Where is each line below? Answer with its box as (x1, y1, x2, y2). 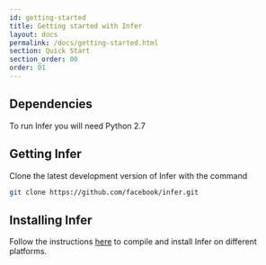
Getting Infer (9, 146, 83, 162)
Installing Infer (9, 212, 93, 227)
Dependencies (9, 96, 93, 112)
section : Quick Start (9, 47, 91, 56)
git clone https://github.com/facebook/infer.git (9, 188, 199, 197)
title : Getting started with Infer (9, 22, 143, 31)
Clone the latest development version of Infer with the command (9, 170, 248, 181)
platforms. (9, 246, 48, 257)
